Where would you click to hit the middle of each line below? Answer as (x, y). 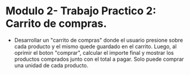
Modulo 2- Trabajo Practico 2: (81, 11)
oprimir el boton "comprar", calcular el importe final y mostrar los (94, 52)
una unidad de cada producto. (51, 65)
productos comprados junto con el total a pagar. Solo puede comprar (99, 59)
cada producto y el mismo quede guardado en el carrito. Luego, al (95, 46)
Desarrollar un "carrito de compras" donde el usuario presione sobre (99, 40)
